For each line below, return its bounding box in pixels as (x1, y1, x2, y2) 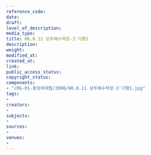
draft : (6, 19, 22, 25)
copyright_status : (6, 74, 51, 80)
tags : (6, 91, 19, 97)
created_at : (6, 58, 35, 64)
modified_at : (6, 52, 38, 58)
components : (6, 80, 35, 86)
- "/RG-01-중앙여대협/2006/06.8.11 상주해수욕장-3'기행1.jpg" (6, 85, 146, 91)
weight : (6, 47, 25, 53)
